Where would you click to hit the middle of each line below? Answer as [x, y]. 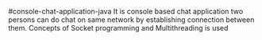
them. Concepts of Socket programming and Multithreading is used [118, 28]
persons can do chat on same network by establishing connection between [131, 20]
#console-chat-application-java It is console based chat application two [126, 11]
